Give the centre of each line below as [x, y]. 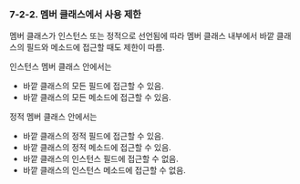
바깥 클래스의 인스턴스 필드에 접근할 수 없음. [101, 159]
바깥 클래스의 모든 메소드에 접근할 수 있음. [97, 97]
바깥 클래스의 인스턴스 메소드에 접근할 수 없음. [104, 170]
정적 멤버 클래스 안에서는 [53, 117]
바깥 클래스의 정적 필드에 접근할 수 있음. [93, 136]
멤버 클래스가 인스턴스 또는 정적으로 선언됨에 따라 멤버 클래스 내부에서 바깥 [142, 36]
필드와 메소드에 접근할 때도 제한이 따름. [96, 47]
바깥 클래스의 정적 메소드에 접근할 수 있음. [97, 148]
